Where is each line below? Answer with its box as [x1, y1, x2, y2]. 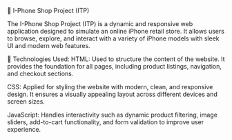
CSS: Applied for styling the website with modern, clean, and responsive [7, 83, 213, 91]
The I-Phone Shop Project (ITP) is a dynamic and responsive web [7, 20, 193, 27]
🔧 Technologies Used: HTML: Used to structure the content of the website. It [7, 55, 226, 63]
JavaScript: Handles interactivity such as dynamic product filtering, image [7, 110, 217, 119]
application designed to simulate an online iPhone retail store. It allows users [7, 27, 224, 35]
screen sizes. [7, 97, 45, 106]
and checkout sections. [7, 69, 74, 78]
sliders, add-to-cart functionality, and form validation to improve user [7, 118, 204, 126]
